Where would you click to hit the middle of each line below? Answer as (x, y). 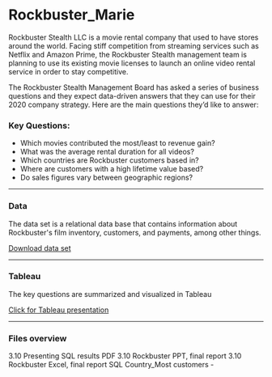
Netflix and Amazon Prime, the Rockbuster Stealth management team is (127, 54)
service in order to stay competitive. (68, 71)
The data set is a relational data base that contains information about (123, 223)
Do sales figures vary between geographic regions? (106, 178)
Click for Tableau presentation (59, 310)
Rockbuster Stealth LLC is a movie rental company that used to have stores (134, 37)
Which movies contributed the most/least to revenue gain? (118, 143)
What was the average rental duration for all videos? (107, 152)
